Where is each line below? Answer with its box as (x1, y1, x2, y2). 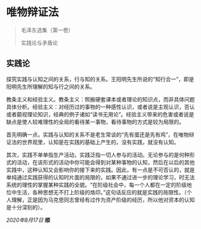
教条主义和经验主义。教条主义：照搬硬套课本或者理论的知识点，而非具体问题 (6, 95, 195, 103)
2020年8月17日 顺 (6, 216, 50, 224)
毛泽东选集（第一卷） (20, 26, 74, 34)
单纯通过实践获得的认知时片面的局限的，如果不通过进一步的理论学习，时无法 (6, 173, 195, 180)
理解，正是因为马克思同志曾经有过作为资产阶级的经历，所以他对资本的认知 (11, 196, 195, 203)
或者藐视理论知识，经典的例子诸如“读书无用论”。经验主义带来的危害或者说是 (6, 110, 194, 117)
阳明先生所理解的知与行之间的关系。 (6, 83, 96, 90)
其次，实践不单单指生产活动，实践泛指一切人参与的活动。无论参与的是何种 (6, 151, 190, 158)
